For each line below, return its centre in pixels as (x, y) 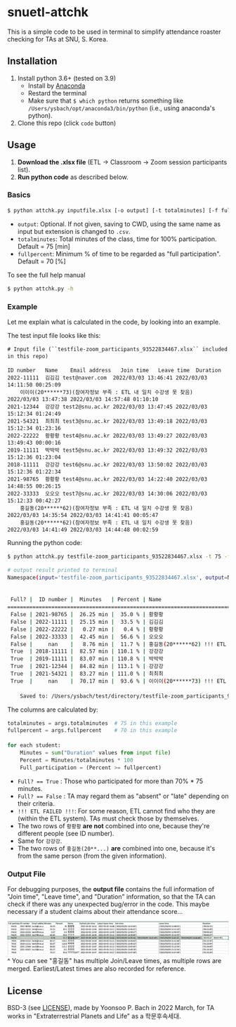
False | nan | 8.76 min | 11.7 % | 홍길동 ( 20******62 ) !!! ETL (118, 644)
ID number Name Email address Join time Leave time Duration (114, 370)
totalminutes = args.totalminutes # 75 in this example (92, 723)
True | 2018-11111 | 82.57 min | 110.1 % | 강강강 (87, 652)
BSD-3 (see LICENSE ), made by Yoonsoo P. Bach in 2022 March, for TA (111, 1008)
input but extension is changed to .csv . (74, 231)
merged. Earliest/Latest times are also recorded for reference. (97, 969)
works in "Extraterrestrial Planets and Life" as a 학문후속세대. (94, 1016)
